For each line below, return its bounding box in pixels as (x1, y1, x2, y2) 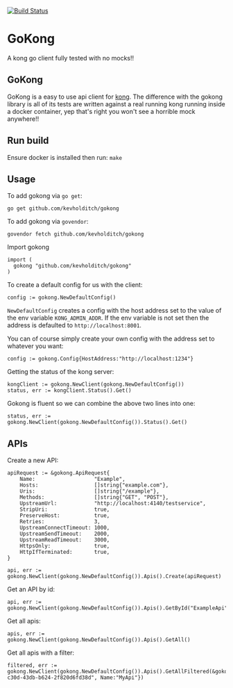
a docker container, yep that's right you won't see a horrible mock (7, 107, 196, 115)
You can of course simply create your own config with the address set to (7, 334, 215, 343)
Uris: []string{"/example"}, (19, 488, 159, 495)
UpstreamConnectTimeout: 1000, (19, 525, 110, 532)
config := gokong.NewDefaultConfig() (7, 294, 116, 302)
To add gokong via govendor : (7, 218, 89, 226)
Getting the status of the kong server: (7, 368, 114, 376)
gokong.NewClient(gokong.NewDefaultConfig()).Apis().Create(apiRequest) (7, 573, 222, 580)
